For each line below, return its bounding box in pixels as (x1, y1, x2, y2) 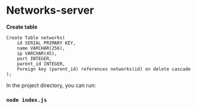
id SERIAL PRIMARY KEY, (17, 40, 76, 46)
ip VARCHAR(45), (17, 50, 58, 57)
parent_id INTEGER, (17, 61, 66, 67)
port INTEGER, (17, 55, 52, 61)
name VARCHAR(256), (17, 45, 66, 51)
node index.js (6, 96, 47, 103)
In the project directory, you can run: (6, 82, 96, 89)
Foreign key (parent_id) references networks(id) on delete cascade (17, 66, 191, 72)
